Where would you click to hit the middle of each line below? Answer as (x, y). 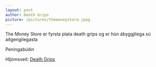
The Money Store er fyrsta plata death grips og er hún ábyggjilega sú (78, 34)
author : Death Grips (27, 15)
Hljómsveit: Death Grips (30, 59)
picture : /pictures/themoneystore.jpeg (48, 19)
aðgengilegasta (21, 39)
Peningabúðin (20, 50)
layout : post (19, 10)
